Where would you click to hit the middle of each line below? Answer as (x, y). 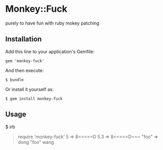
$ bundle (15, 80)
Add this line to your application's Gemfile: (50, 51)
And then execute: (25, 70)
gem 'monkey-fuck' (25, 61)
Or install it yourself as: (29, 89)
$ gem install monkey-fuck (34, 99)
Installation (24, 39)
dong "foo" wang (36, 142)
